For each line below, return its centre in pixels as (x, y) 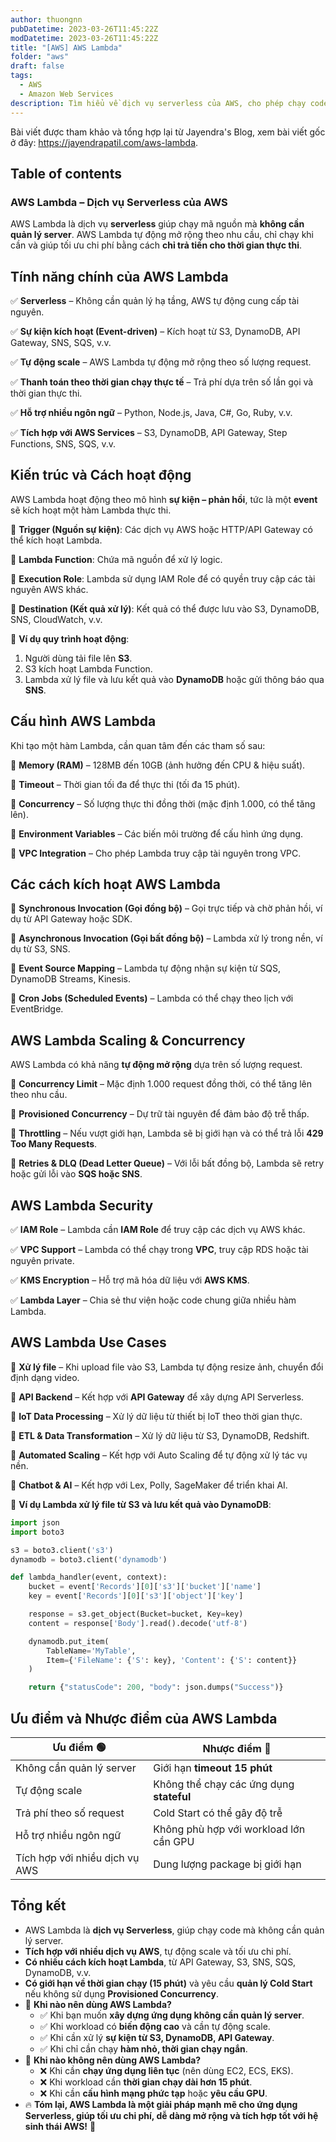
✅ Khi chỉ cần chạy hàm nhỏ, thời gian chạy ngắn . (143, 2048)
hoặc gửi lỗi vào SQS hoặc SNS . (76, 1174)
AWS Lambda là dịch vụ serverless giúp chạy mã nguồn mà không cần (157, 224)
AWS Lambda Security (82, 1205)
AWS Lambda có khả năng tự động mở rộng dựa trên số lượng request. (156, 1065)
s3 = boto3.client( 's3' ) (62, 1550)
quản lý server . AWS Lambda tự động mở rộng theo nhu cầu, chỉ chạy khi (162, 235)
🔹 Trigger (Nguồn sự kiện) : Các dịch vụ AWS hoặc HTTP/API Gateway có (161, 529)
